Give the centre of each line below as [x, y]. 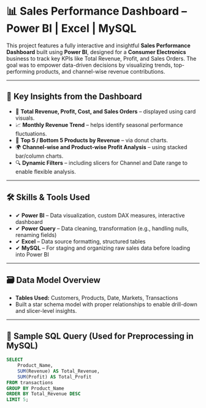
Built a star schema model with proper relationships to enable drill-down [106, 304]
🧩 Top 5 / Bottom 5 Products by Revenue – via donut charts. [92, 140]
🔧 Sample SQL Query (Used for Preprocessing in [100, 336]
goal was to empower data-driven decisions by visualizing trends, [90, 65]
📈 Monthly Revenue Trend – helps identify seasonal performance [99, 125]
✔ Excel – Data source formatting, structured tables [80, 241]
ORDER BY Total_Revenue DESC [44, 394]
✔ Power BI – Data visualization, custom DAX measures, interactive [100, 215]
